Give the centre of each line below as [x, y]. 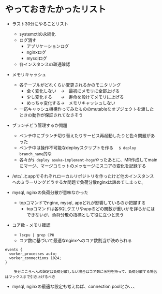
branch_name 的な [36, 154]
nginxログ [36, 52]
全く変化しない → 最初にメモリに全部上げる [73, 91]
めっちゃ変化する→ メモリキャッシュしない [71, 103]
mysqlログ [37, 58]
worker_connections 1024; [36, 258]
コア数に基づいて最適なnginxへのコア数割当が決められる [75, 240]
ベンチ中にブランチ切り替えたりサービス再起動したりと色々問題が [85, 135]
